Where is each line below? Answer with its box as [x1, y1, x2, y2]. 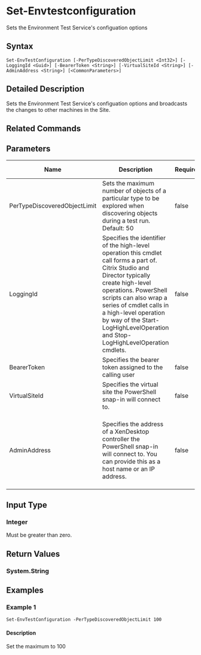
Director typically [102, 271, 151, 279]
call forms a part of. [102, 256, 157, 264]
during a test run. [102, 217, 151, 225]
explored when [102, 202, 145, 210]
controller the [102, 435, 141, 443]
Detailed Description [6, 84, 85, 94]
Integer [6, 518, 28, 526]
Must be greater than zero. [6, 531, 72, 539]
